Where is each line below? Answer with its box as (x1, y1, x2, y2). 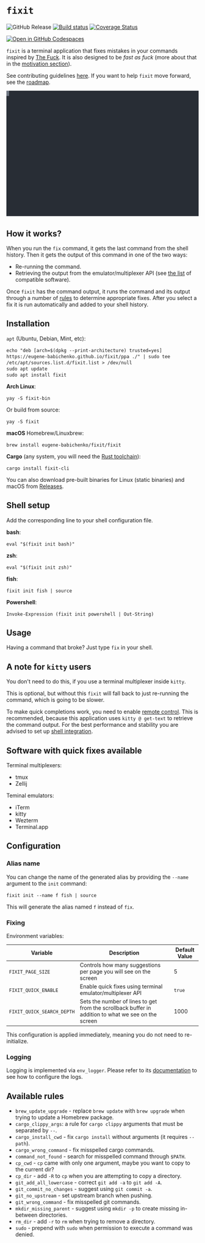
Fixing (6, 918, 26, 927)
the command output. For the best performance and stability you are (6, 721, 179, 729)
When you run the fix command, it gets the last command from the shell (6, 245, 189, 252)
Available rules (6, 1091, 64, 1102)
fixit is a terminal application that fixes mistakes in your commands (6, 47, 178, 54)
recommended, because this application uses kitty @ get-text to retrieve (6, 715, 193, 722)
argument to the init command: (6, 879, 87, 887)
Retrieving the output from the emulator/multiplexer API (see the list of (15, 269, 192, 277)
